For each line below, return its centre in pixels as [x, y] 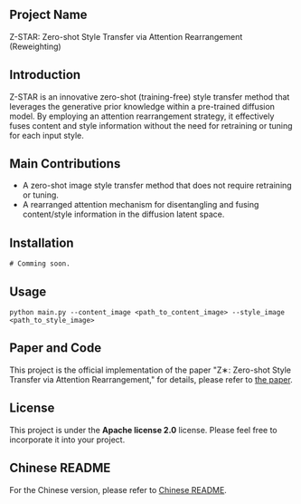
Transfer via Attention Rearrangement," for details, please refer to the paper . [151, 379]
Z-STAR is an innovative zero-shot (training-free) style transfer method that [150, 97]
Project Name [48, 15]
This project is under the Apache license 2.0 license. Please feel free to [143, 430]
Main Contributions [65, 164]
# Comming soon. [40, 264]
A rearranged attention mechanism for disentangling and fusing [141, 205]
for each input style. [47, 135]
